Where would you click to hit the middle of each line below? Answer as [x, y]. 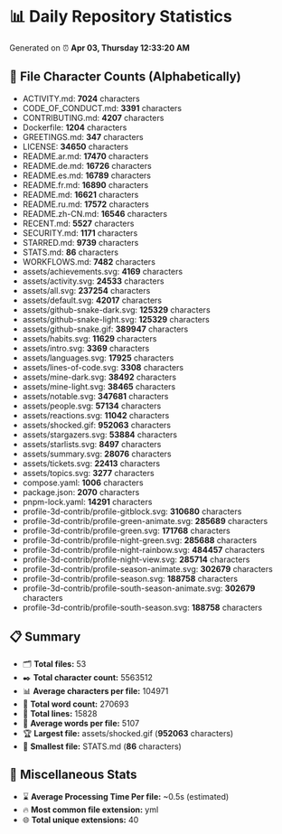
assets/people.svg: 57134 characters [92, 406]
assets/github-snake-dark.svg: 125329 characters [116, 309]
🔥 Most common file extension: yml [90, 810]
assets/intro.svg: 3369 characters [86, 348]
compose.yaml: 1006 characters [83, 483]
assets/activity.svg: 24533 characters [93, 281]
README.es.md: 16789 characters [87, 175]
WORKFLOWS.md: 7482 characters [89, 261]
